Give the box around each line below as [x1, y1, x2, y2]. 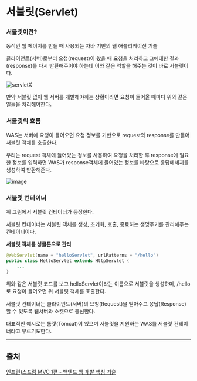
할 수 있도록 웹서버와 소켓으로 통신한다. [6, 307, 96, 314]
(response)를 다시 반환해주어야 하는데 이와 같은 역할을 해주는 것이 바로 [6, 62, 168, 69]
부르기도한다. [21, 327, 52, 334]
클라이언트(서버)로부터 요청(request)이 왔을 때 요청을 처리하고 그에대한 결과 [6, 55, 179, 62]
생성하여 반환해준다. [6, 166, 52, 173]
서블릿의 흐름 [6, 117, 41, 125]
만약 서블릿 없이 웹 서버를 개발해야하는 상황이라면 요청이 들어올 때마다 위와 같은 [6, 94, 188, 101]
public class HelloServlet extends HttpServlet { [6, 257, 130, 264]
